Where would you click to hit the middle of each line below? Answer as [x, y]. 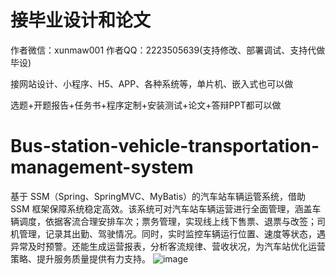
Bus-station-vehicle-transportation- [165, 146]
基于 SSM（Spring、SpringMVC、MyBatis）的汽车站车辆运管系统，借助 [158, 196]
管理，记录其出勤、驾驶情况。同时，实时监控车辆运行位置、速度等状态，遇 [172, 233]
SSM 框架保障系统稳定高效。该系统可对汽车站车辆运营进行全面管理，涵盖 [161, 208]
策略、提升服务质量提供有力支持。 [80, 258]
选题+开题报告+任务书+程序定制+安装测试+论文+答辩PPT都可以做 [146, 105]
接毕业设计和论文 [81, 20]
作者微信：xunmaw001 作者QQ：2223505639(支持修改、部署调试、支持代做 [168, 50]
